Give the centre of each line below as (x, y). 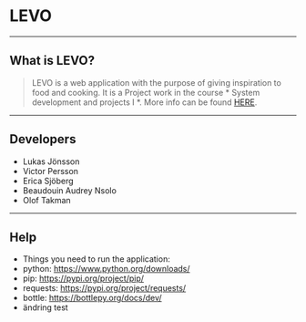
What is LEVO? (52, 61)
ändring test (45, 307)
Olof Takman (46, 200)
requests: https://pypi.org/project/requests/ (104, 288)
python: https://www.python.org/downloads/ (106, 269)
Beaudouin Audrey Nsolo (69, 190)
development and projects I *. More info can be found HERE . (144, 102)
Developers (43, 139)
